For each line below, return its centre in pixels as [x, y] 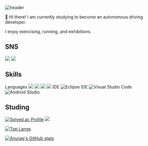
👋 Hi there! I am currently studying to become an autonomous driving [74, 17]
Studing [17, 107]
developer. [16, 22]
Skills [13, 75]
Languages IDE [32, 87]
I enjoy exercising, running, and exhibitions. [48, 31]
